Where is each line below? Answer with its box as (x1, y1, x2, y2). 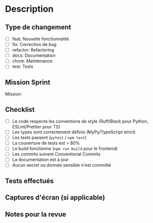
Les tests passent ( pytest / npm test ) (12, 135, 87, 141)
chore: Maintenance (12, 58, 53, 64)
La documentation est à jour (12, 157, 69, 163)
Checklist (5, 105, 35, 114)
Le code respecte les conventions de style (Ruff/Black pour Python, (12, 119, 149, 124)
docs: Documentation (12, 52, 56, 58)
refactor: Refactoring (12, 47, 55, 53)
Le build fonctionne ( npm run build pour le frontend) (12, 146, 118, 151)
